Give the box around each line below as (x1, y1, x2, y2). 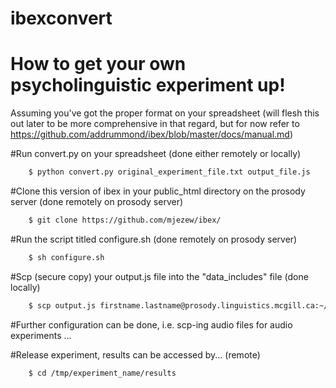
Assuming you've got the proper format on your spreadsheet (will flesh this (10, 107, 320, 119)
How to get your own (10, 53, 187, 76)
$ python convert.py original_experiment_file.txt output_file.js (28, 167, 311, 177)
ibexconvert (10, 7, 113, 30)
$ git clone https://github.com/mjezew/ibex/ (28, 215, 222, 225)
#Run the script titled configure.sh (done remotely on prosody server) (10, 233, 298, 245)
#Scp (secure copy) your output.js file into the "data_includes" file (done (10, 270, 309, 282)
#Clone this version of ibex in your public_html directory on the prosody (10, 185, 306, 197)
